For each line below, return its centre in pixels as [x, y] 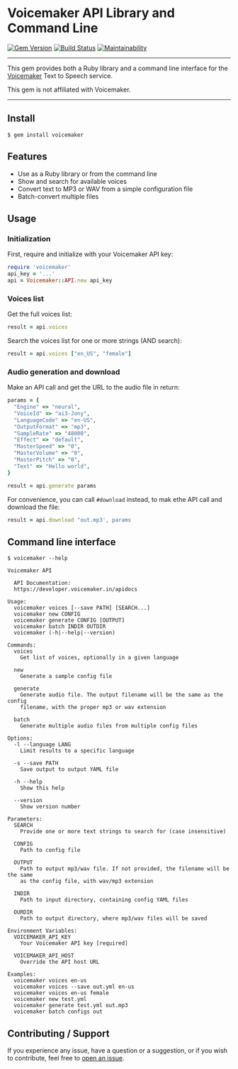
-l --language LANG [42, 745]
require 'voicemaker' [39, 268]
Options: [20, 739]
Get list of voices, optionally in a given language [100, 658]
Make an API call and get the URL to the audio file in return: [93, 388]
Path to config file [50, 850]
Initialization [29, 239]
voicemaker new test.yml [50, 999]
